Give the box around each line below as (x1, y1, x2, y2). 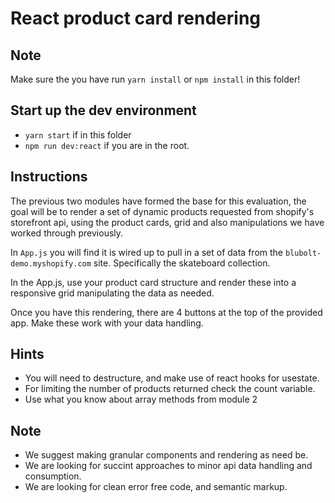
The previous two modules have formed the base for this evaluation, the (10, 195, 307, 207)
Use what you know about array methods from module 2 (24, 393, 258, 406)
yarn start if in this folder (24, 128, 132, 141)
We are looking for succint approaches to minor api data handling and (24, 460, 313, 472)
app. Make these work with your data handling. (10, 317, 204, 329)
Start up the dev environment (10, 102, 197, 119)
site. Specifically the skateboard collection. (93, 257, 271, 269)
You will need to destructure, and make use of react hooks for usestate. (24, 372, 320, 384)
